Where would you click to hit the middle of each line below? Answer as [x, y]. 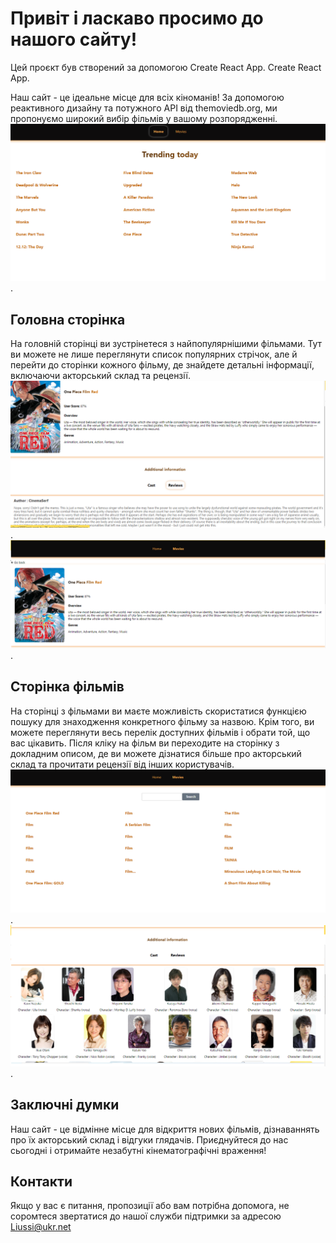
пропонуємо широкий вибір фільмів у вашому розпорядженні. [144, 118]
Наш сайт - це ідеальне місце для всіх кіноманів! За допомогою [147, 97]
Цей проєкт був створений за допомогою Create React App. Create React [166, 67]
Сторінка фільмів [67, 687]
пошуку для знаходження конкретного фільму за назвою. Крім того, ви [162, 721]
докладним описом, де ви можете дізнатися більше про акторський [156, 753]
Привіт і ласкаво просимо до [137, 18]
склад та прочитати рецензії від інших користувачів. [122, 764]
